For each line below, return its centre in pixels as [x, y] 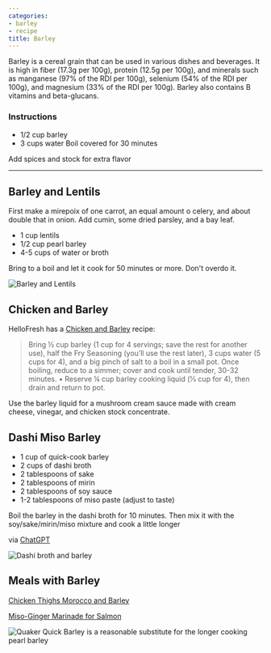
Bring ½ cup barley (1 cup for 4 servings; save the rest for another [138, 345]
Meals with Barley [54, 581]
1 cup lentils [40, 235]
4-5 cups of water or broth [64, 252]
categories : [28, 16]
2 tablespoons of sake [57, 473]
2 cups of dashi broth [56, 465]
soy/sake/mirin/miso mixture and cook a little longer [94, 524]
